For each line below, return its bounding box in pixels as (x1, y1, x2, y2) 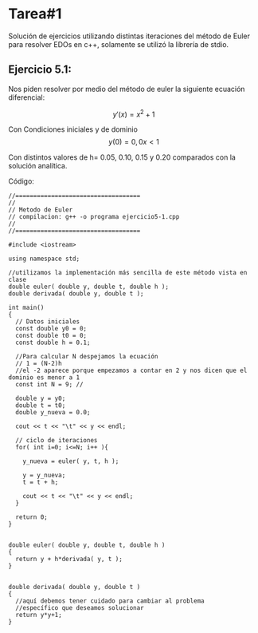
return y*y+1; (15, 611, 62, 619)
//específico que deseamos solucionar (15, 604, 145, 612)
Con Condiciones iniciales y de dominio (8, 125, 138, 134)
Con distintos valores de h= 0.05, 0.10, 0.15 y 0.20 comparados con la (8, 152, 236, 162)
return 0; (15, 513, 48, 521)
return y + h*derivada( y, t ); (15, 556, 123, 564)
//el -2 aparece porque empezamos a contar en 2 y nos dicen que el (15, 366, 248, 375)
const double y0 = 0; (15, 325, 88, 333)
